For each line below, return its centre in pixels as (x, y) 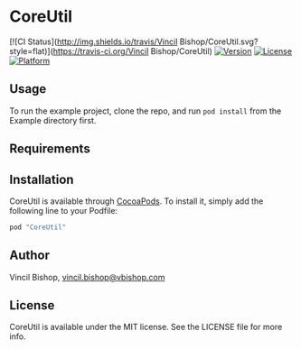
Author (29, 256)
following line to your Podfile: (64, 210)
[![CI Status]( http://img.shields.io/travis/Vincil (94, 41)
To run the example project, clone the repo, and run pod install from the (146, 111)
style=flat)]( (32, 51)
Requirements (50, 149)
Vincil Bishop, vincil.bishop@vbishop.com (87, 277)
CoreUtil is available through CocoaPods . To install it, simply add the (136, 201)
